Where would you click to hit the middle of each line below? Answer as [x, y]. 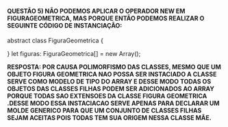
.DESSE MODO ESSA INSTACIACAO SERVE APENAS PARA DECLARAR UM [113, 103]
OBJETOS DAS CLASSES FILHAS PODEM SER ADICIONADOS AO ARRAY [111, 89]
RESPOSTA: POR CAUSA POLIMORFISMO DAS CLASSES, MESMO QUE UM [114, 67]
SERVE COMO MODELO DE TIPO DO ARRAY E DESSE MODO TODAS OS [109, 82]
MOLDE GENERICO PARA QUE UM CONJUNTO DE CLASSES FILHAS [104, 111]
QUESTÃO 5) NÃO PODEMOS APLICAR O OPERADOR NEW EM [96, 11]
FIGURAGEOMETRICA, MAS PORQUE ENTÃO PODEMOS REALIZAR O [106, 18]
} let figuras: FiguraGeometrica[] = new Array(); [74, 54]
